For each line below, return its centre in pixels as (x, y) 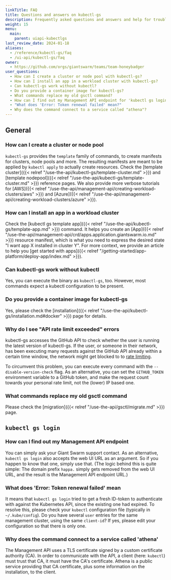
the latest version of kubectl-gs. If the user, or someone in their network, (81, 346)
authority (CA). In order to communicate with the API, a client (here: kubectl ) (85, 556)
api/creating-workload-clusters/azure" (46, 199)
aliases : (15, 48)
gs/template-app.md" (28, 229)
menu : (11, 29)
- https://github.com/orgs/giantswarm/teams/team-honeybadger (77, 67)
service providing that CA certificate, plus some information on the (75, 567)
